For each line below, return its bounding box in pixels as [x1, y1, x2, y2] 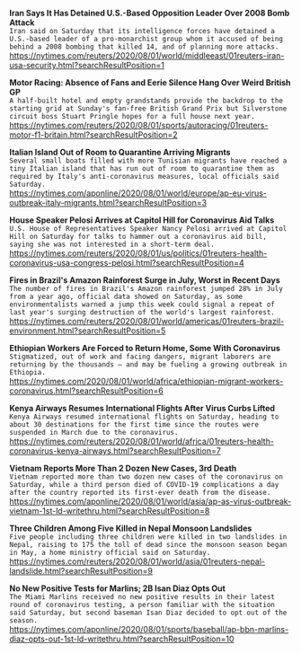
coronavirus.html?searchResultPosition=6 [9, 385, 164, 396]
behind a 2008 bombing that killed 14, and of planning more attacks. [9, 42, 279, 51]
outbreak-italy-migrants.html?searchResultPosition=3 [9, 198, 208, 207]
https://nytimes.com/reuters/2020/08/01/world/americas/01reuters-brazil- [9, 316, 285, 326]
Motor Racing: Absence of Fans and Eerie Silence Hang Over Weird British [9, 77, 291, 88]
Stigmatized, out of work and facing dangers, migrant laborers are [9, 352, 271, 361]
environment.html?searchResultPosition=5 [9, 325, 166, 336]
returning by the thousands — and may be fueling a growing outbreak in [9, 360, 288, 369]
